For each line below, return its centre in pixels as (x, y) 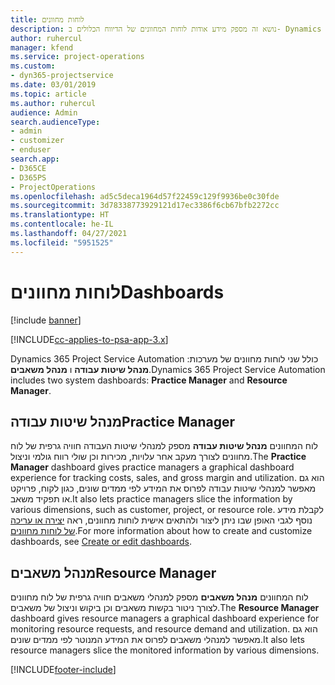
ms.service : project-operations (77, 57)
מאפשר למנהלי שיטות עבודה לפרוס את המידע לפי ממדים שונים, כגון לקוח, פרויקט (163, 488)
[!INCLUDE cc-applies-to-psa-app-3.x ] (89, 339)
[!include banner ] (46, 320)
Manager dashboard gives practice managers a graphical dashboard (152, 467)
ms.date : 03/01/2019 (53, 85)
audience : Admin (44, 112)
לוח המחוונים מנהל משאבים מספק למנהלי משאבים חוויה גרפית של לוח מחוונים (159, 597)
